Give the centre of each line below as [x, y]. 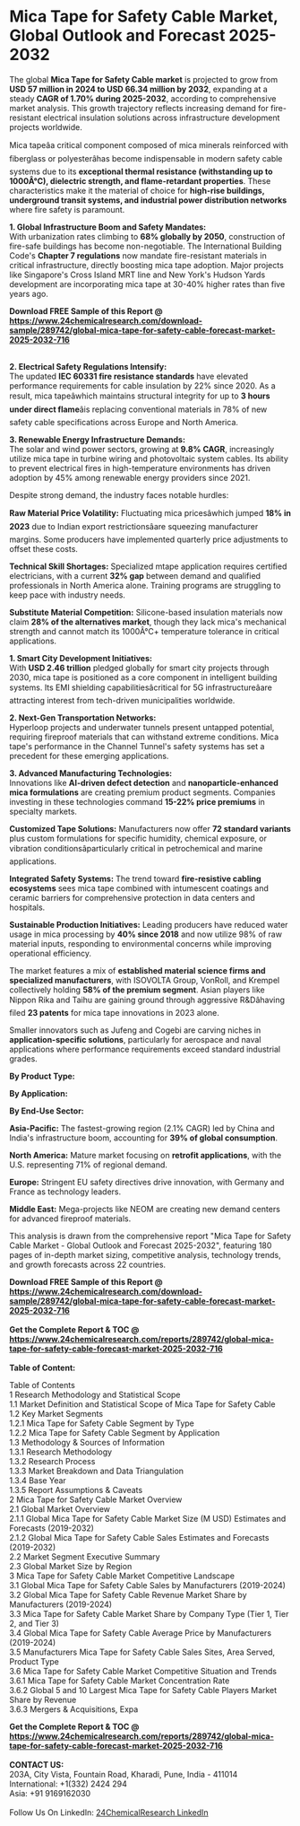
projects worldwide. [46, 127]
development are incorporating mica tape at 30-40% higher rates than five [147, 284]
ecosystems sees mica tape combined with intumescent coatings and [139, 888]
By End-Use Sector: [47, 1111]
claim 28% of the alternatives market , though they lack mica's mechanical [148, 622]
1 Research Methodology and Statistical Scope [95, 1394]
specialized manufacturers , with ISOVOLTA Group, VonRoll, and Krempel [145, 980]
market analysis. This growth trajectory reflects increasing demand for [139, 108]
